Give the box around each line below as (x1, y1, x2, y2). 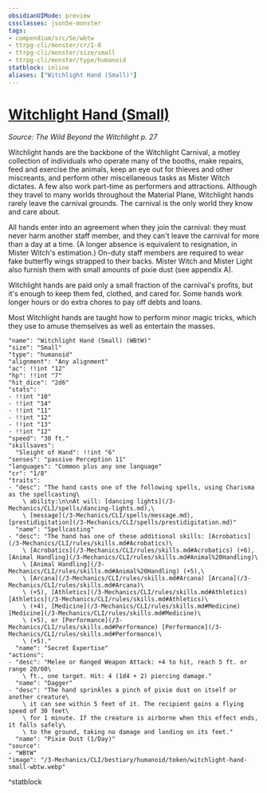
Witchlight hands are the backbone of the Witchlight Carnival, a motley (8, 147, 241, 157)
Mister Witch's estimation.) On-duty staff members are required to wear (8, 248, 245, 257)
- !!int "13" (8, 420, 52, 428)
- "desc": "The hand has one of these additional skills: (8, 532, 205, 540)
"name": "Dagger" (15, 679, 73, 687)
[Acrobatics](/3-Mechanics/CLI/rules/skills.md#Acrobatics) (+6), (29, 546, 255, 554)
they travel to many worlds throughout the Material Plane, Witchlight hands (8, 189, 254, 200)
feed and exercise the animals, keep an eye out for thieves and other (8, 165, 234, 174)
